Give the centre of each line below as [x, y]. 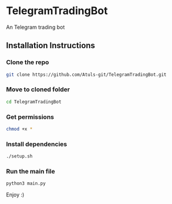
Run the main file [31, 171]
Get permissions [30, 117]
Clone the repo [28, 62]
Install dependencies [37, 144]
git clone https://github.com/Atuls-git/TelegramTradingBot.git [86, 75]
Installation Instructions [51, 46]
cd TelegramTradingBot [34, 102]
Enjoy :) [15, 195]
